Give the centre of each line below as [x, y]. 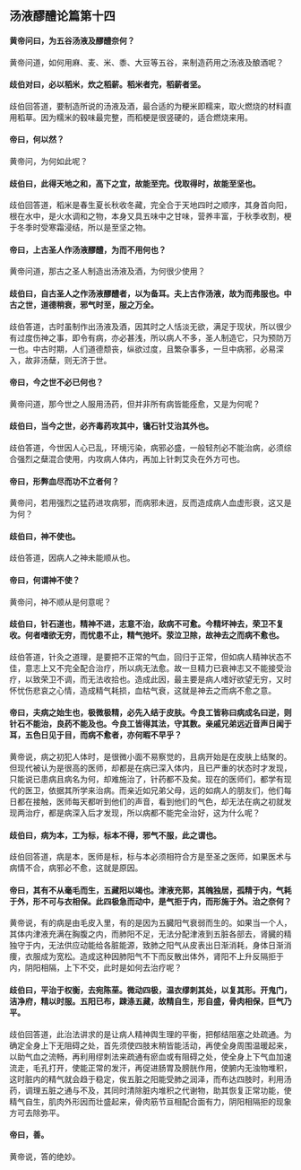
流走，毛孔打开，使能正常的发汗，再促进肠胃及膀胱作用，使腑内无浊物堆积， [150, 1068]
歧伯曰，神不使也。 [45, 536]
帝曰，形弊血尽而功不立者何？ [64, 481]
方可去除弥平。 [37, 1113]
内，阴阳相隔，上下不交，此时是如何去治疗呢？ [95, 968]
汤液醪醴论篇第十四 [62, 16]
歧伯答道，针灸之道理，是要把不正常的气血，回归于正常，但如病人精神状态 [146, 657]
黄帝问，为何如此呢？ [48, 161]
